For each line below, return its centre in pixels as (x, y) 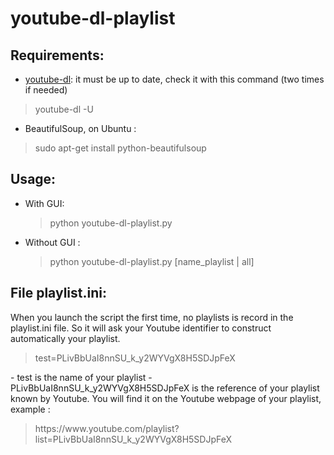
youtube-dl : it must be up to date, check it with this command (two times (174, 79)
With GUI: (44, 203)
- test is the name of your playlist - (81, 377)
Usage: (33, 179)
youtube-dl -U (64, 109)
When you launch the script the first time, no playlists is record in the (152, 317)
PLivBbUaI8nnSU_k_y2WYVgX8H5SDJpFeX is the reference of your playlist (165, 388)
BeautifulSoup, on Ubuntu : (80, 128)
